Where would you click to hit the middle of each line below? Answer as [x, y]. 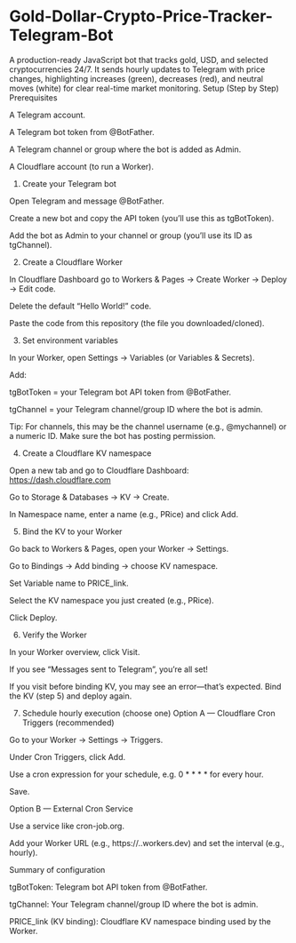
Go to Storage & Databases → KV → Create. [89, 497]
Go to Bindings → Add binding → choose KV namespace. [114, 565]
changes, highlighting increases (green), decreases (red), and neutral [136, 78]
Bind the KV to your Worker [72, 531]
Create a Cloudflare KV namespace [87, 453]
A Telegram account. [48, 115]
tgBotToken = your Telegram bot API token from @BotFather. [120, 392]
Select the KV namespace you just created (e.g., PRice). [112, 600]
